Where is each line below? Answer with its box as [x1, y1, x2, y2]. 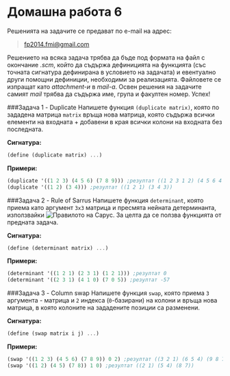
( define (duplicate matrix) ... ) [7, 152, 103, 158]
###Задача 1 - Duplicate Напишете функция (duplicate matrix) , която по [7, 103, 220, 111]
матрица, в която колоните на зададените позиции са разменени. [7, 303, 201, 312]
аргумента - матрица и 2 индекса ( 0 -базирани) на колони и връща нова [7, 296, 218, 305]
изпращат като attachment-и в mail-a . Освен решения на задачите [7, 82, 202, 91]
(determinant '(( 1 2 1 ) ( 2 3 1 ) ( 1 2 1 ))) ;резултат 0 [7, 270, 167, 277]
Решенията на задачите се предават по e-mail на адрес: [7, 27, 172, 35]
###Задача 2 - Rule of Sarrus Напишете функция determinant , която [7, 196, 204, 204]
